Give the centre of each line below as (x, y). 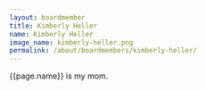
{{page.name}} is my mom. (59, 76)
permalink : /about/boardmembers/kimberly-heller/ (103, 51)
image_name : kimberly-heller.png (71, 42)
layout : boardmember (48, 17)
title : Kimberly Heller (54, 26)
